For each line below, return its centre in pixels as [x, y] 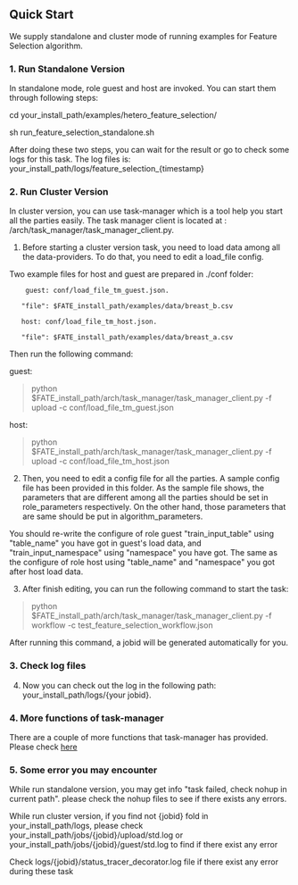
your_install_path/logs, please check [76, 826]
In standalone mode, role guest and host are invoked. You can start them [143, 88]
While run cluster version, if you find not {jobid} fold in [109, 816]
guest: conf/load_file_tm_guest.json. [97, 291]
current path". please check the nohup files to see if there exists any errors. [148, 799]
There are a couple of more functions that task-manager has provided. [139, 737]
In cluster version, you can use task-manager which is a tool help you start [146, 211]
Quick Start [41, 15]
